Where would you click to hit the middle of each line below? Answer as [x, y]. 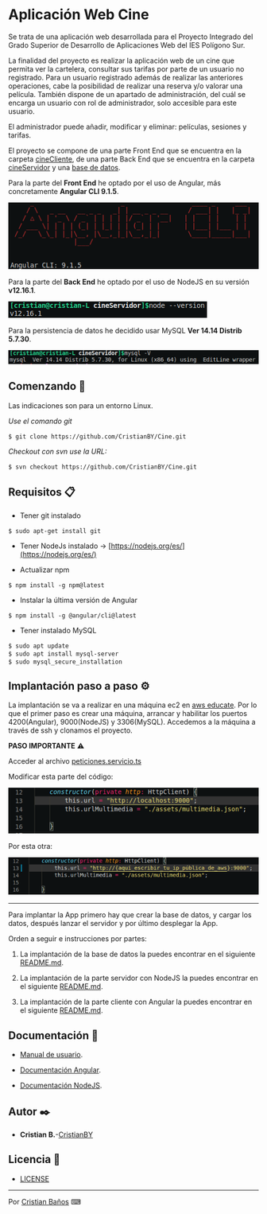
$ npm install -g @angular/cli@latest [72, 615]
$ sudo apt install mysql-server [64, 654]
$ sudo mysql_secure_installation [66, 662]
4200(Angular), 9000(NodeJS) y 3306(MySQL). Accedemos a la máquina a [132, 722]
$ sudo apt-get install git [55, 531]
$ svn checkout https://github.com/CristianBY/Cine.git [103, 467]
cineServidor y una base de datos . [64, 167]
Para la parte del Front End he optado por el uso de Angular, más [114, 183]
